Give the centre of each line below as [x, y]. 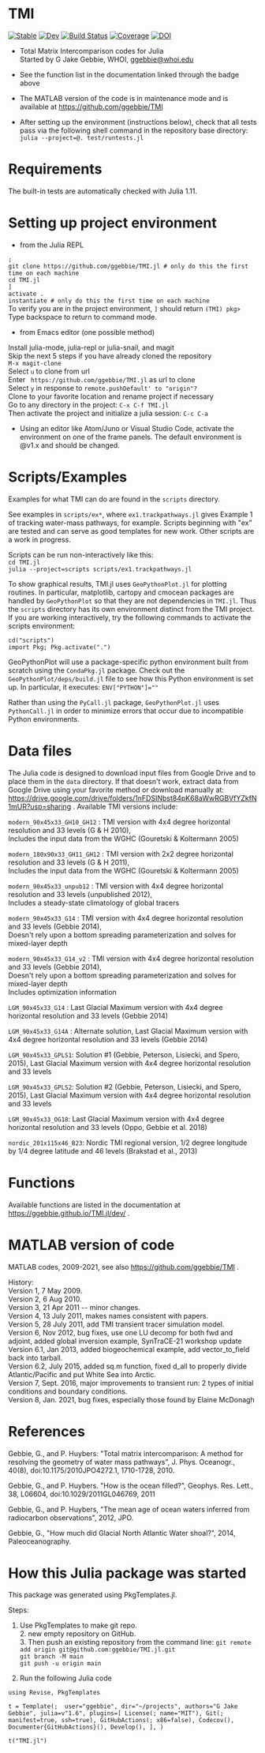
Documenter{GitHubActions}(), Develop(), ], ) [86, 1727]
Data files [40, 751]
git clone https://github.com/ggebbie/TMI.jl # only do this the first [128, 266]
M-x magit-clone [35, 363]
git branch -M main [52, 1657]
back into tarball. [35, 1357]
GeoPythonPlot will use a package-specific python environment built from [128, 662]
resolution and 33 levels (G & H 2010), [70, 830]
